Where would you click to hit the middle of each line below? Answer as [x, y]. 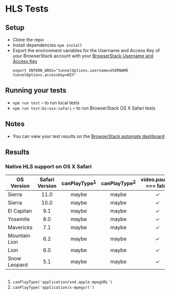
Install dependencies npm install [47, 45]
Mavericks [20, 228]
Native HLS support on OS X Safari [49, 166]
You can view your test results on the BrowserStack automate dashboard [89, 136]
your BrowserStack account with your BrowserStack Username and [83, 56]
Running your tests [36, 90]
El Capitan [20, 211]
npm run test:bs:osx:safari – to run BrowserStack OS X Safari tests [84, 108]
